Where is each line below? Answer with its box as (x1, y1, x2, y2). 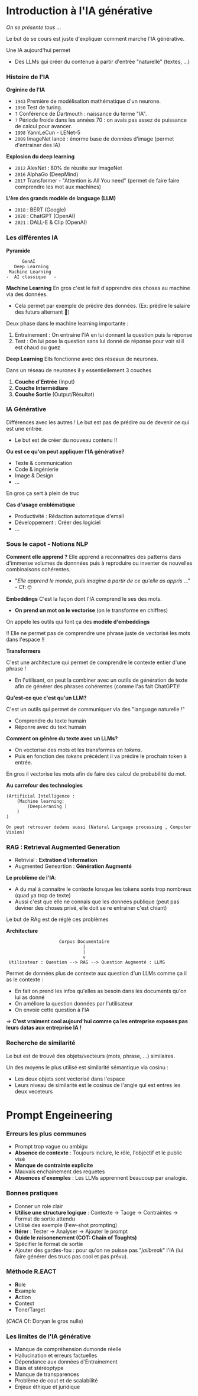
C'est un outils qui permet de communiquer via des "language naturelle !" (6, 706, 185, 713)
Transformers (6, 647, 41, 655)
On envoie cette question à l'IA (14, 1006, 90, 1014)
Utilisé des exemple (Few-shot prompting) (14, 1221, 118, 1228)
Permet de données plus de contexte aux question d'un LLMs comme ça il (6, 970, 187, 977)
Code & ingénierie (14, 466, 59, 473)
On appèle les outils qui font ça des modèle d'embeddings (6, 619, 150, 626)
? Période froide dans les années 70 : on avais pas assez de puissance (14, 116, 187, 123)
